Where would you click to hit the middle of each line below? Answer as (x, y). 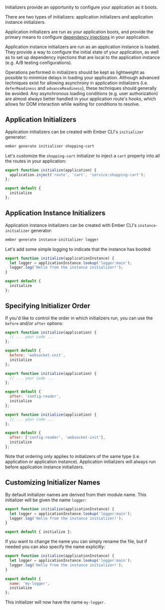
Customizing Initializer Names (53, 483)
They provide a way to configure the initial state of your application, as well (82, 52)
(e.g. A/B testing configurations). (39, 63)
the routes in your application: (36, 161)
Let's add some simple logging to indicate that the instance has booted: (78, 249)
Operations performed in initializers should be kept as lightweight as (75, 72)
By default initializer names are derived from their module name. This (76, 494)
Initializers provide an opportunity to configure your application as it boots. (82, 7)
